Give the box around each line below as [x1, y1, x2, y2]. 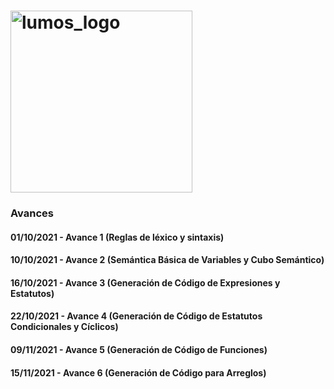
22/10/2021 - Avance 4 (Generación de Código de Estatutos [10, 310, 263, 322]
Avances [10, 206, 54, 220]
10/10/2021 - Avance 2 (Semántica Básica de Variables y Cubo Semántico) [10, 254, 325, 266]
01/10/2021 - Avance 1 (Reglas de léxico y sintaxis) [10, 231, 225, 243]
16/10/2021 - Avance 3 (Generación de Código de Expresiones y [10, 276, 281, 289]
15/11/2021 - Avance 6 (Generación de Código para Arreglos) [10, 366, 267, 379]
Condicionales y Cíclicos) [10, 321, 119, 333]
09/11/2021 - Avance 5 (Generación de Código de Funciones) [10, 344, 268, 356]
